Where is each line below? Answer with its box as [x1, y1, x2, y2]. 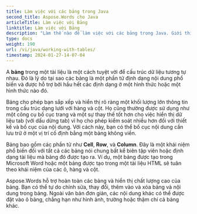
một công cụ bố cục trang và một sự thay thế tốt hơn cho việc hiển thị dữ [6, 111, 182, 118]
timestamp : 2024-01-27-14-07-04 [6, 52, 85, 58]
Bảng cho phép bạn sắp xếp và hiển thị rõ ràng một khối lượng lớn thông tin [6, 98, 188, 106]
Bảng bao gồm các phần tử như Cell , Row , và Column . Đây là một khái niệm [6, 141, 190, 148]
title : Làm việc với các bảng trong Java [6, 8, 109, 15]
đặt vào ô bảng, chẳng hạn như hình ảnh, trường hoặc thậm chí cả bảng [6, 196, 179, 203]
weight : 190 [6, 42, 35, 47]
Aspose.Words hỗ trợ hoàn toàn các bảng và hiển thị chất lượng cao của [6, 177, 181, 184]
